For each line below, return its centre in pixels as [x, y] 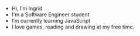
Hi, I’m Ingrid [27, 8]
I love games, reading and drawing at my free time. [73, 27]
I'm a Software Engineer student [50, 15]
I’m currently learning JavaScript [51, 21]
